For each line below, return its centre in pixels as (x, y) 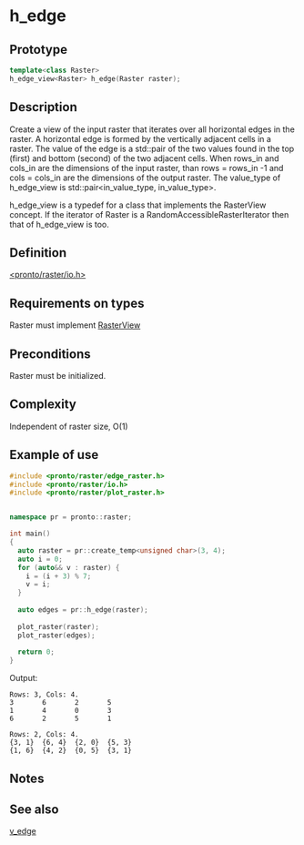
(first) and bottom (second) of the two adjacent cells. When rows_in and (144, 158)
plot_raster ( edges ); (56, 635)
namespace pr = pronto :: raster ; (71, 517)
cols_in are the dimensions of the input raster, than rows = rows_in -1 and (147, 168)
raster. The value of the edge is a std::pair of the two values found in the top (152, 148)
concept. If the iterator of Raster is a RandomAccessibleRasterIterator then (149, 214)
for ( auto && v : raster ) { (69, 567)
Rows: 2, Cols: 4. (44, 735)
